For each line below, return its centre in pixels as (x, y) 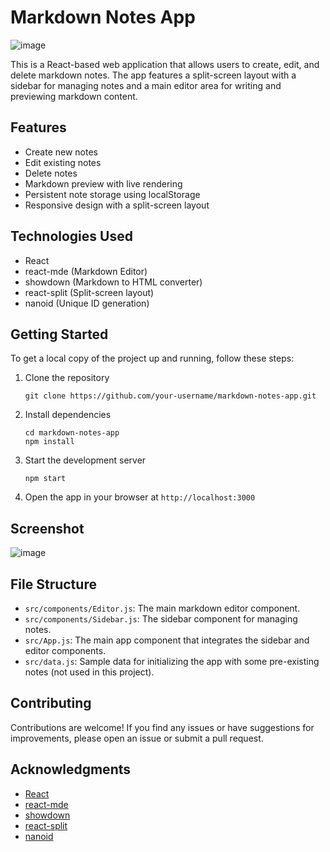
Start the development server (85, 460)
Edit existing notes (63, 162)
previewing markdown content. (74, 96)
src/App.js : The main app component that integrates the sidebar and (167, 640)
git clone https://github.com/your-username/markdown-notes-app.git (170, 396)
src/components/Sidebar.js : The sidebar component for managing (161, 619)
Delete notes (51, 173)
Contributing (51, 703)
